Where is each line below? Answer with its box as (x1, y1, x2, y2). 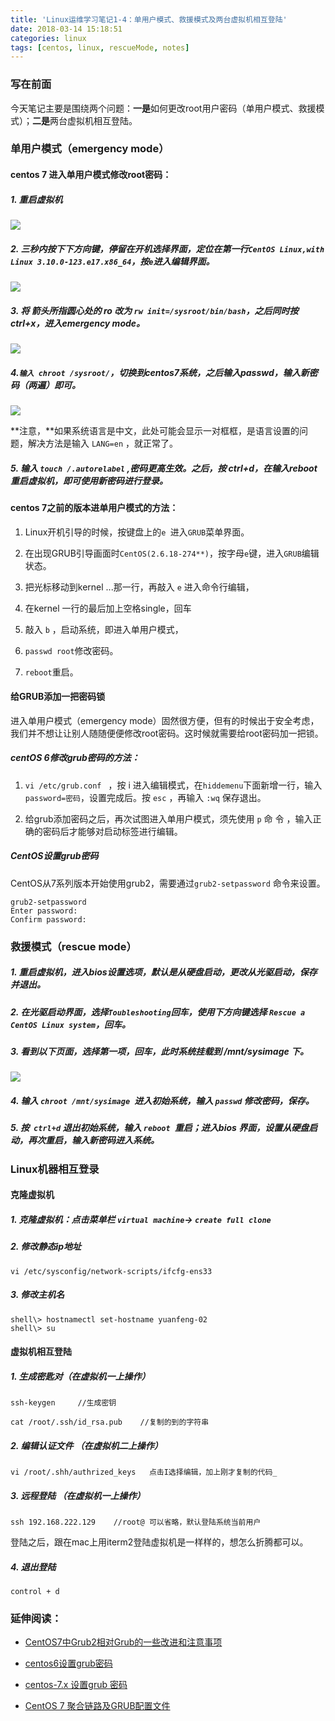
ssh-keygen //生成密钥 (10, 1398, 117, 1408)
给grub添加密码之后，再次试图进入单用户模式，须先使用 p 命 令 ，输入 (24, 812, 313, 825)
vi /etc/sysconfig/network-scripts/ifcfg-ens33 (10, 1266, 213, 1276)
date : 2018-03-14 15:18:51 (10, 24, 123, 34)
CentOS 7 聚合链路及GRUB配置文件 (24, 1700, 171, 1712)
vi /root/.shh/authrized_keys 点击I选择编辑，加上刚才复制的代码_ (10, 1467, 278, 1478)
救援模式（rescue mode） (10, 939, 137, 953)
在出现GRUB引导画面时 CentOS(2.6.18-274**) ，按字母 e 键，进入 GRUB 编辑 (24, 547, 320, 559)
